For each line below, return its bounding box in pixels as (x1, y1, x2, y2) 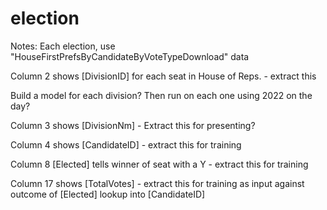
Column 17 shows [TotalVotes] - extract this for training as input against (10, 177, 305, 189)
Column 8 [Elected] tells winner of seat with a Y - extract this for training (10, 158, 309, 170)
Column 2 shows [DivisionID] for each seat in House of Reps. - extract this (10, 70, 317, 82)
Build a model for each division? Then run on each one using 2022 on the (10, 89, 313, 101)
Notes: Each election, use (10, 40, 116, 52)
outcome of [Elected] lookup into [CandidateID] (10, 188, 206, 200)
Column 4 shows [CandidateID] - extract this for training (10, 138, 242, 151)
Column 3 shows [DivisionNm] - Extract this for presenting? (10, 119, 256, 131)
